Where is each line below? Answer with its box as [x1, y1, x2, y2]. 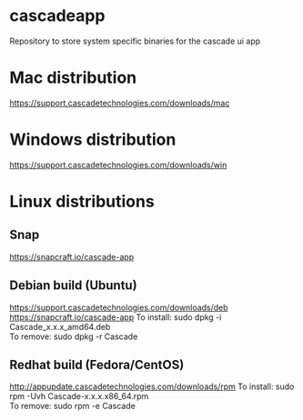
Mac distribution [9, 67, 137, 88]
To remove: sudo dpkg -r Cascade [9, 331, 138, 342]
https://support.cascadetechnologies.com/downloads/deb [9, 302, 229, 313]
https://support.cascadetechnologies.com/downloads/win [9, 159, 227, 170]
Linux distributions [9, 192, 155, 212]
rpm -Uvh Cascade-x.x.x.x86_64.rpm [9, 391, 149, 402]
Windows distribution [9, 129, 177, 150]
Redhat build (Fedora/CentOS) [9, 357, 185, 373]
